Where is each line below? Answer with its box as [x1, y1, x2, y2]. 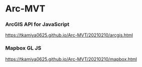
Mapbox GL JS [5, 44, 42, 51]
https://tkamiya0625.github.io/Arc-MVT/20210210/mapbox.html [5, 56, 137, 62]
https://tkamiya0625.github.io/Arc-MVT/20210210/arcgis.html [5, 32, 133, 38]
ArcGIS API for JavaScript [5, 21, 69, 28]
